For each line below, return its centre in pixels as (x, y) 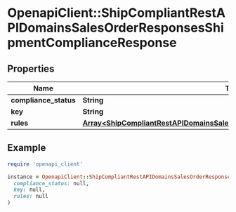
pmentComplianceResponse (92, 43)
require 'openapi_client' (45, 164)
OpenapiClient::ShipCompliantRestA (117, 13)
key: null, (29, 190)
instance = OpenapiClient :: (48, 177)
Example (27, 148)
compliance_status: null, (52, 183)
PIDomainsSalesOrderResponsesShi (116, 28)
